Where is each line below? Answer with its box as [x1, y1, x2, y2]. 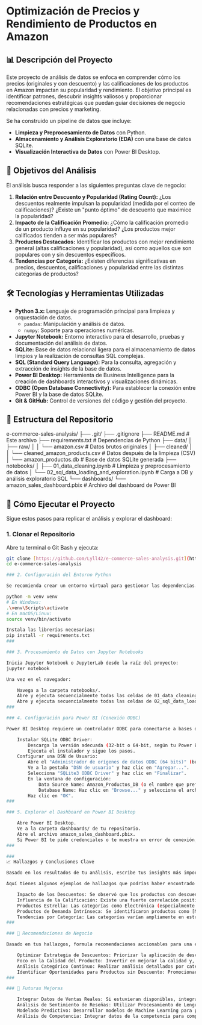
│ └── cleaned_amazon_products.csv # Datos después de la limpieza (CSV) [6, 450, 196, 457]
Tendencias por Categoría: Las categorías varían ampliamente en [17, 914, 185, 920]
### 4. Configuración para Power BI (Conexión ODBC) [6, 715, 141, 721]
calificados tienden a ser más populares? [14, 231, 117, 239]
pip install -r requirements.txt [6, 633, 90, 639]
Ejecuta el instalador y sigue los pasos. [28, 748, 136, 754]
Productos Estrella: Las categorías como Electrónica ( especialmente [17, 903, 195, 909]
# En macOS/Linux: [6, 610, 52, 616]
